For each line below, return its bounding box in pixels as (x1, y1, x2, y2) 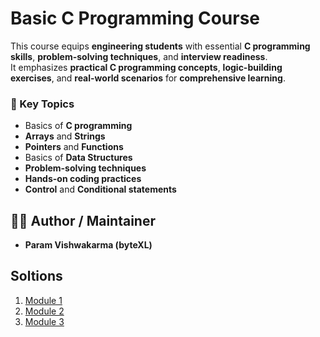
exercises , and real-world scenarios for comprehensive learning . (10, 72, 286, 84)
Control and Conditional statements (24, 183, 177, 196)
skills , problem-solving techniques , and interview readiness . (10, 50, 268, 62)
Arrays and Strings (24, 130, 106, 142)
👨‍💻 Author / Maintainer (10, 212, 156, 229)
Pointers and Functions (24, 141, 124, 153)
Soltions (10, 268, 63, 285)
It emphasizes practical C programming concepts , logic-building (10, 61, 283, 73)
